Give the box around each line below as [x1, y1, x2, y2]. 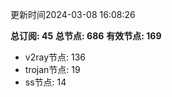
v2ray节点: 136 [24, 51, 86, 63]
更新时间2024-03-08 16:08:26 [10, 9, 136, 20]
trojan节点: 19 [24, 64, 81, 75]
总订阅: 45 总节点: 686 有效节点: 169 [10, 30, 162, 42]
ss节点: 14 [24, 76, 67, 88]
